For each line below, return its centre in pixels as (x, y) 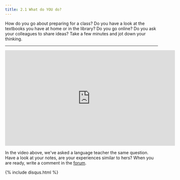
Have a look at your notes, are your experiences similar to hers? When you (79, 158)
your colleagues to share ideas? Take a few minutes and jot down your (75, 33)
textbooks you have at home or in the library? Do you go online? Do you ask (81, 28)
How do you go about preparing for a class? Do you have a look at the (75, 23)
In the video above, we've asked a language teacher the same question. (77, 152)
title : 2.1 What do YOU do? (33, 9)
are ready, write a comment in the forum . (46, 163)
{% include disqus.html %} (32, 172)
